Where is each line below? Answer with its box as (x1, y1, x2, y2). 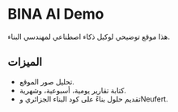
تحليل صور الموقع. (19, 76, 74, 86)
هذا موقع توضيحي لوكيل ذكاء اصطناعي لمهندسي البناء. (7, 32, 171, 41)
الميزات (7, 55, 42, 69)
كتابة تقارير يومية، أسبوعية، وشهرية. (19, 85, 127, 95)
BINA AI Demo (7, 5, 104, 24)
